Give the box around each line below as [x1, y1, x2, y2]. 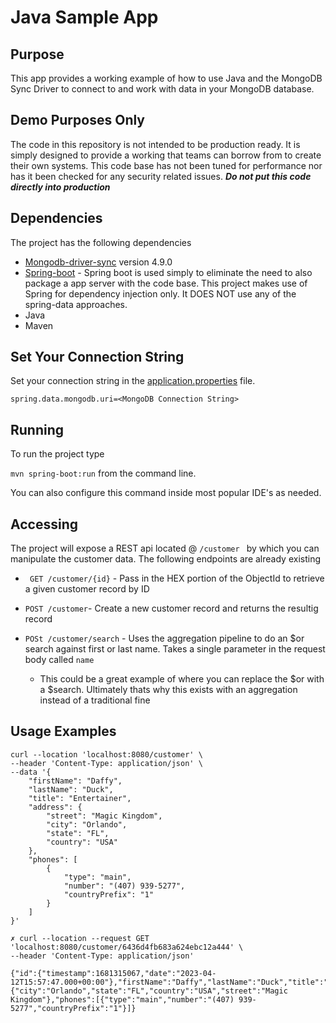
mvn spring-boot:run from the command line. [10, 467, 197, 480]
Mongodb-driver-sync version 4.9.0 [24, 256, 173, 268]
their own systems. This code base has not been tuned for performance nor [10, 159, 323, 171]
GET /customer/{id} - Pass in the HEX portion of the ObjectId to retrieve [29, 572, 325, 585]
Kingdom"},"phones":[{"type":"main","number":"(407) [10, 994, 235, 1005]
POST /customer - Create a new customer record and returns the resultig [24, 602, 319, 615]
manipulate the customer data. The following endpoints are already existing [10, 553, 321, 565]
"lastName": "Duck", [28, 784, 114, 795]
